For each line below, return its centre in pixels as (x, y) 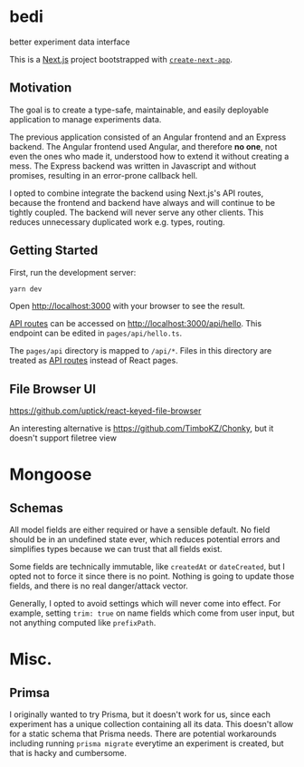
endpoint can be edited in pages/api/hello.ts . (96, 334)
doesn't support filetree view (63, 438)
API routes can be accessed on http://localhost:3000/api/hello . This (136, 324)
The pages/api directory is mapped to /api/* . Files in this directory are (141, 351)
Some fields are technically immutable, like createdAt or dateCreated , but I (147, 567)
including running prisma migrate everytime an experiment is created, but (147, 743)
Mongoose (51, 475)
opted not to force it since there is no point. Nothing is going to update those (152, 577)
